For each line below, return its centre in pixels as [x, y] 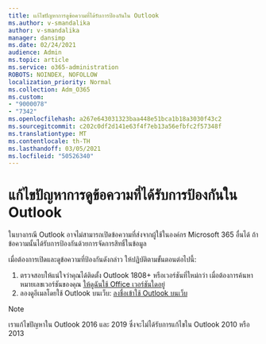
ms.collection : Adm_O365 [49, 89]
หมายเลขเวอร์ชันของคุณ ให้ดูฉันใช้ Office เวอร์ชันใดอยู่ [92, 284]
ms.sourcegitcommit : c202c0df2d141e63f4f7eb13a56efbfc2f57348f [115, 126]
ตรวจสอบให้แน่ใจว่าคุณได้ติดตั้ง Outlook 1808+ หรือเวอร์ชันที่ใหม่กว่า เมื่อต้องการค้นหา [137, 276]
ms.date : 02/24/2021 [42, 45]
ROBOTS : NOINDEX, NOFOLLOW [53, 75]
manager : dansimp [37, 38]
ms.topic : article [39, 60]
